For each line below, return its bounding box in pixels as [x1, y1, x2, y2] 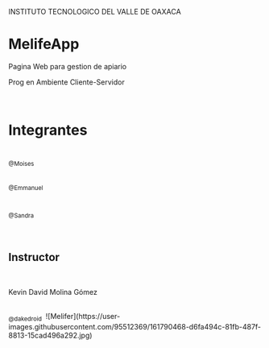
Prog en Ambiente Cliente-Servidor [8, 77, 125, 87]
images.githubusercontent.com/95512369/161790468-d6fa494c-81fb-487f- [8, 322, 262, 332]
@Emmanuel [8, 184, 43, 192]
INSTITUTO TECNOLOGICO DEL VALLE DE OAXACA [8, 7, 181, 16]
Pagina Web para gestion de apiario [8, 61, 127, 71]
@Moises [8, 159, 35, 168]
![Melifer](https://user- [45, 312, 121, 321]
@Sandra [8, 211, 35, 220]
